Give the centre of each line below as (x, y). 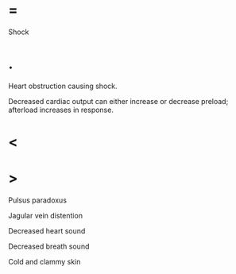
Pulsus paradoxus (38, 200)
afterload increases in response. (61, 110)
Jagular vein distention (46, 216)
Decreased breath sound (49, 246)
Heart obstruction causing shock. (63, 86)
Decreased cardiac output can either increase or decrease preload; (118, 101)
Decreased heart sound (47, 231)
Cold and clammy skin (44, 262)
